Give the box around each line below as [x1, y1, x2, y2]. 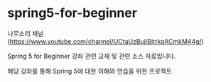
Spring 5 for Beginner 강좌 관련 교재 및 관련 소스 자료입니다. [7, 52, 176, 60]
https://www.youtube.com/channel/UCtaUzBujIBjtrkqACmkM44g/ [9, 37, 202, 45]
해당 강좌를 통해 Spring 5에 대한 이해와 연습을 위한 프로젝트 [7, 66, 173, 75]
